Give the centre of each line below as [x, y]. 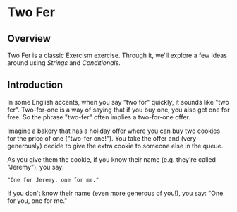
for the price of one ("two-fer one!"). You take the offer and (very [102, 138]
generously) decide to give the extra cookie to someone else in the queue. [115, 146]
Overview [29, 39]
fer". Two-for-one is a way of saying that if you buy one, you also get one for [119, 110]
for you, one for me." [37, 200]
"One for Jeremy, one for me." [53, 180]
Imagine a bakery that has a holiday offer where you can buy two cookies [114, 131]
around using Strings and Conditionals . [64, 63]
